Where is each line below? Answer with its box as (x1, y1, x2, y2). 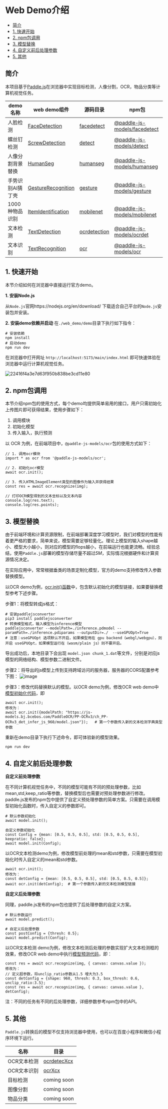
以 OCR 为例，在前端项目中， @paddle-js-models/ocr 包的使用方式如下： (5, 441, 152, 447)
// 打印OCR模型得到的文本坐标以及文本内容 (5, 494, 82, 499)
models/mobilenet (114, 211, 157, 218)
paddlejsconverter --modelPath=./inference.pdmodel (5, 626, 115, 631)
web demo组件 (33, 106, 69, 113)
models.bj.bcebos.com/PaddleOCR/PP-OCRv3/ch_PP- (5, 714, 108, 719)
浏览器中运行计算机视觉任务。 (5, 361, 66, 367)
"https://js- (65, 710, 93, 715)
